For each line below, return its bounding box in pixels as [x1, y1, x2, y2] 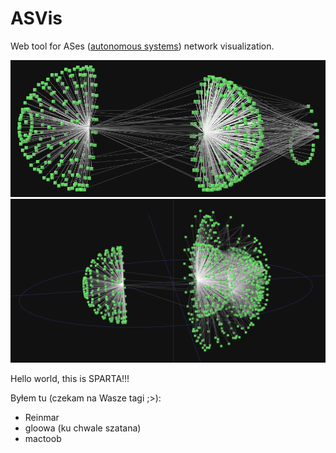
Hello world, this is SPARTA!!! [10, 373, 130, 385]
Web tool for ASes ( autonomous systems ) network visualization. [10, 40, 275, 52]
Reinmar [24, 412, 60, 424]
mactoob [24, 433, 62, 445]
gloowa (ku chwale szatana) [24, 422, 142, 434]
